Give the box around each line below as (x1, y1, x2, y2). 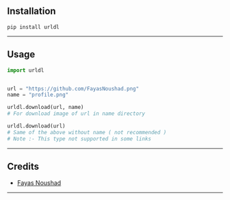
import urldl (7, 66, 44, 74)
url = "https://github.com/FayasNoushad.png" (7, 85, 139, 92)
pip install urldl (7, 23, 60, 30)
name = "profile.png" (7, 92, 69, 99)
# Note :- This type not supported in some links (7, 135, 152, 142)
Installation (7, 5, 56, 17)
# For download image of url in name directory (7, 110, 146, 117)
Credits (7, 161, 40, 173)
